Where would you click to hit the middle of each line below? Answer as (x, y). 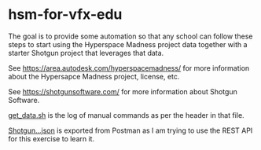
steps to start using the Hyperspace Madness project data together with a (128, 44)
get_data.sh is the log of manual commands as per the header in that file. (127, 115)
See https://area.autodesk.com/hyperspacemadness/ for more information (129, 68)
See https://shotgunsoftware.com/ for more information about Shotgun (123, 91)
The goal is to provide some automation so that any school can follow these (130, 36)
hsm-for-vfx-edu (65, 15)
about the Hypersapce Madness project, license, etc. (94, 76)
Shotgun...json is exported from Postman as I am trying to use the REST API (130, 130)
